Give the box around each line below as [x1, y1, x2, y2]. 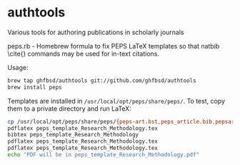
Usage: [7, 63, 29, 71]
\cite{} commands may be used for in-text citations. [7, 49, 159, 58]
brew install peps [7, 84, 62, 91]
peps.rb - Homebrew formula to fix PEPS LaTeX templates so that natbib [7, 41, 220, 50]
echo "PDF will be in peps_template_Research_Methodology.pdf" [7, 151, 200, 159]
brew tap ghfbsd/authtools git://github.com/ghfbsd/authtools [7, 76, 196, 84]
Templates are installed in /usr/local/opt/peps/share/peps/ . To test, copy [7, 96, 226, 105]
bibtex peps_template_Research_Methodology [7, 131, 139, 139]
